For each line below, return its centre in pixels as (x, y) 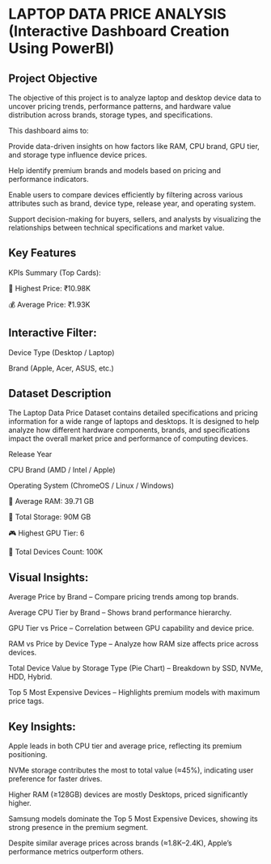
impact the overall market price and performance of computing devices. (128, 438)
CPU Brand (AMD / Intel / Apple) (62, 470)
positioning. (28, 755)
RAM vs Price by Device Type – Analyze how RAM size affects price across (133, 644)
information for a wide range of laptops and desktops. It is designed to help (134, 421)
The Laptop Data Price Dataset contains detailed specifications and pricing (133, 413)
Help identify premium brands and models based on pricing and (114, 170)
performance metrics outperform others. (76, 852)
